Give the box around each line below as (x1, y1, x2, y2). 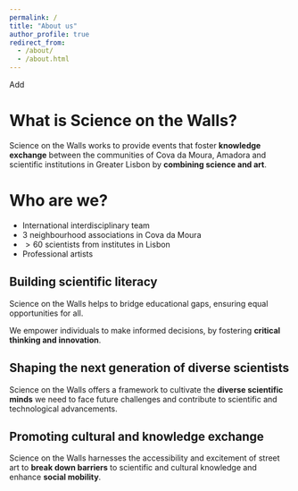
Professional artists (21, 248, 94, 259)
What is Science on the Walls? (9, 111, 238, 131)
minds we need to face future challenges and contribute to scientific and (9, 394, 278, 404)
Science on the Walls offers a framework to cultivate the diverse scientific (9, 384, 284, 394)
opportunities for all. (9, 308, 84, 318)
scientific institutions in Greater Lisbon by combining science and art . (9, 158, 268, 170)
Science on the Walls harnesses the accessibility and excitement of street (9, 453, 280, 463)
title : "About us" (9, 21, 78, 30)
